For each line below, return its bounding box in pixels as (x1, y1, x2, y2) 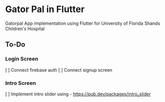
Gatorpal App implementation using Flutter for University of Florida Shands (5, 20, 160, 26)
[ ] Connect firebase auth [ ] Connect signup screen (5, 67, 113, 73)
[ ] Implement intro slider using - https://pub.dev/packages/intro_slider (5, 91, 151, 97)
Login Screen (5, 56, 39, 63)
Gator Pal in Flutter (5, 4, 85, 15)
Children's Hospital (5, 25, 45, 31)
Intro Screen (5, 79, 36, 86)
